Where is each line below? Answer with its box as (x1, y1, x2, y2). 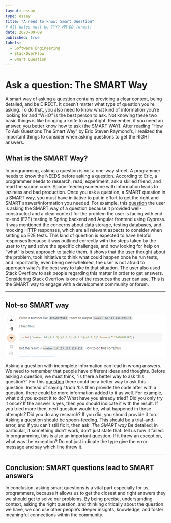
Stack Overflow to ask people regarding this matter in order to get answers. (5, 270, 164, 277)
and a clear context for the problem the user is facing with (32, 211, 154, 217)
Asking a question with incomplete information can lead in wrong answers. (5, 363, 162, 369)
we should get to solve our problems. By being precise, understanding (5, 496, 153, 502)
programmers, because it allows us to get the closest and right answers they (5, 490, 166, 497)
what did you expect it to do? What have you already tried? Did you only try (5, 395, 163, 401)
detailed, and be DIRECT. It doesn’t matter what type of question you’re (5, 101, 155, 107)
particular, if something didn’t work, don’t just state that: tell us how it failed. (5, 428, 164, 434)
